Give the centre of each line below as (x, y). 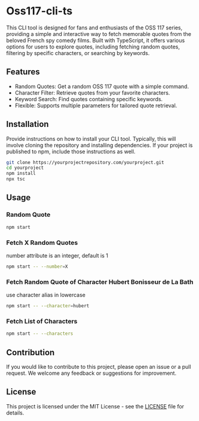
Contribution (30, 352)
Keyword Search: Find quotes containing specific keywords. (89, 99)
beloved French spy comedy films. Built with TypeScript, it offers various (96, 40)
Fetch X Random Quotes (42, 243)
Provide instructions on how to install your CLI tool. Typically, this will (91, 138)
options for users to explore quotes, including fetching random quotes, (93, 47)
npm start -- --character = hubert (48, 306)
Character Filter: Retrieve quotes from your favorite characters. (92, 93)
